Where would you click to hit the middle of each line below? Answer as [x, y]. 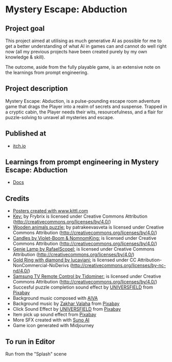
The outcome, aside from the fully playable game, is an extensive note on [83, 67]
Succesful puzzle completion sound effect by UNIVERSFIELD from [83, 287]
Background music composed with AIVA [55, 298]
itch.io [19, 146]
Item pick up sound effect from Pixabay [54, 315]
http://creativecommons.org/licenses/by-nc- [119, 265]
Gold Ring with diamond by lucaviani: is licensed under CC [74, 260]
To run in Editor [30, 342]
